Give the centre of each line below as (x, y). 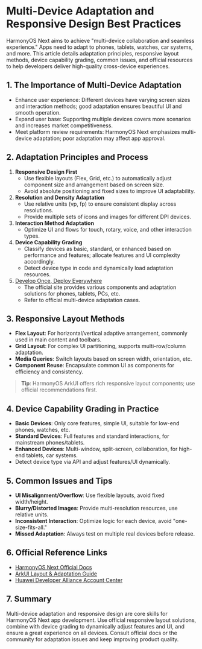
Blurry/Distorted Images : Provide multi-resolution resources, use (96, 508)
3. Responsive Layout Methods (65, 319)
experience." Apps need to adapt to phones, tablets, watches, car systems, (99, 47)
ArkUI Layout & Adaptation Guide (56, 574)
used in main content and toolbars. (58, 340)
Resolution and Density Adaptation (60, 197)
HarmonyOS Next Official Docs (53, 567)
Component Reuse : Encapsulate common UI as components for (95, 366)
